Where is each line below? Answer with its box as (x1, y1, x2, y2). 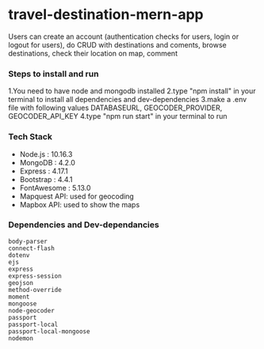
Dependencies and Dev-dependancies (8, 219, 160, 230)
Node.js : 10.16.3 (19, 149, 73, 159)
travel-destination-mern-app (8, 6, 204, 24)
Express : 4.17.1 (19, 166, 69, 176)
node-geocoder (8, 306, 55, 314)
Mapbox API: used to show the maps (19, 199, 140, 209)
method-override (8, 286, 62, 294)
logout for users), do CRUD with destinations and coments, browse (8, 40, 228, 49)
